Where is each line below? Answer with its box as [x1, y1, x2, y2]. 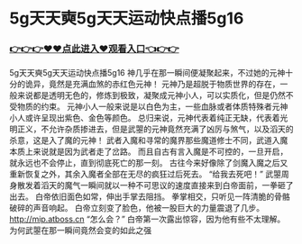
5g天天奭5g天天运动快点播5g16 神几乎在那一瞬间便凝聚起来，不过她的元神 [9, 68, 286, 78]
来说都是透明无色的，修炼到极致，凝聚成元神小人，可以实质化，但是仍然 [16, 90, 286, 101]
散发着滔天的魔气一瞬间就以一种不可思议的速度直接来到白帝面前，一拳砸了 [16, 180, 294, 191]
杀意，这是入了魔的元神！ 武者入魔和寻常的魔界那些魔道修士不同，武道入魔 [9, 135, 288, 146]
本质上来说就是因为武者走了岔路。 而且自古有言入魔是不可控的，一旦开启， [9, 146, 288, 158]
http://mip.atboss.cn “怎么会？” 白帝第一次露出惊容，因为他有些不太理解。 [9, 213, 286, 225]
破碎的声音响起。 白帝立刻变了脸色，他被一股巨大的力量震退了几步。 [9, 203, 264, 213]
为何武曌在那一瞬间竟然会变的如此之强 [9, 225, 151, 236]
